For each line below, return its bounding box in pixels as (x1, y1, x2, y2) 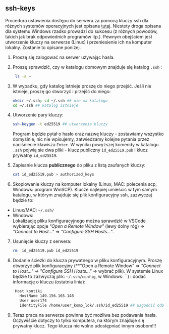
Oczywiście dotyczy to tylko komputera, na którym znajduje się (12, 317, 145, 323)
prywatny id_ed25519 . (12, 152, 58, 158)
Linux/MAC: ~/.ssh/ (12, 207, 54, 213)
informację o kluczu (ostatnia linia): (12, 279, 86, 285)
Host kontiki (15, 288, 42, 294)
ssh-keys (5, 4, 35, 13)
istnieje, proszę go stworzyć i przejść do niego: (12, 88, 111, 94)
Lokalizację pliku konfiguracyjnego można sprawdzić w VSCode (12, 218, 146, 224)
